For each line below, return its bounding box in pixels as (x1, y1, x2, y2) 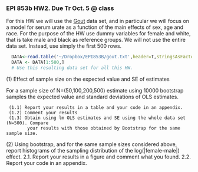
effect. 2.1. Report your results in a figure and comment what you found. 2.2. (6, 153, 192, 160)
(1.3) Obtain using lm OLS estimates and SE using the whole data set (8, 115, 186, 121)
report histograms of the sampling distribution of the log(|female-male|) (6, 147, 180, 154)
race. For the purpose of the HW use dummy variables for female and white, (6, 30, 191, 37)
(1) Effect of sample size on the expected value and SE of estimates (6, 75, 170, 82)
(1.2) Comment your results (8, 110, 78, 115)
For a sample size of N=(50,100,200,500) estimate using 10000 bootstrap (6, 87, 184, 94)
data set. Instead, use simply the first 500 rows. (6, 42, 122, 49)
